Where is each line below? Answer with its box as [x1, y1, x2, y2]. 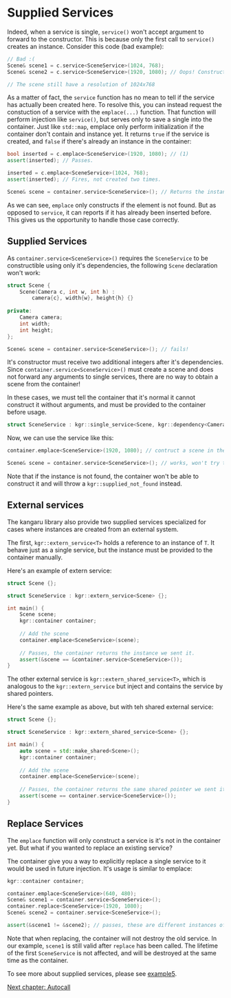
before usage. [7, 408, 47, 417]
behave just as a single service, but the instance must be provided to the [7, 546, 213, 554]
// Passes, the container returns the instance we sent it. [19, 650, 195, 657]
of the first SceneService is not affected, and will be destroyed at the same [7, 948, 217, 957]
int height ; [19, 326, 54, 334]
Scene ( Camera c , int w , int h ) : [19, 288, 115, 295]
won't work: [7, 268, 41, 277]
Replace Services [7, 818, 84, 830]
